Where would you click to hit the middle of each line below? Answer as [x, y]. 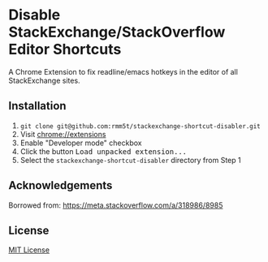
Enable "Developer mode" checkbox [81, 143]
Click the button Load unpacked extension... [104, 151]
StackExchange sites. [44, 80]
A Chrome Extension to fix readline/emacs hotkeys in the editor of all [123, 71]
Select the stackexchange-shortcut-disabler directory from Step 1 [130, 160]
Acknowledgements [61, 185]
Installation [37, 106]
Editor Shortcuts [65, 49]
